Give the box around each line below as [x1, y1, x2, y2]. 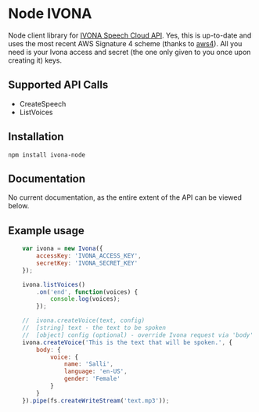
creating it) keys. [8, 56, 63, 65]
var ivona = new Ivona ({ [22, 244, 103, 253]
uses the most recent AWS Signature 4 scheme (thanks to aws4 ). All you [8, 38, 243, 48]
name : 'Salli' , [63, 360, 113, 368]
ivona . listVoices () [22, 280, 86, 288]
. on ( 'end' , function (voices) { [36, 287, 138, 296]
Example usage [8, 224, 85, 237]
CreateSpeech [19, 99, 67, 108]
